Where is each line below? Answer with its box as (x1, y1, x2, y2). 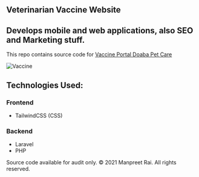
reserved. (6, 166, 30, 173)
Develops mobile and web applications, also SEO (6, 25, 194, 36)
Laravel (15, 141, 34, 148)
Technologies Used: (6, 80, 83, 90)
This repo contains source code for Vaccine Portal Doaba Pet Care (6, 51, 172, 58)
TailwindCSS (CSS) (15, 112, 63, 119)
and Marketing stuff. (6, 34, 85, 45)
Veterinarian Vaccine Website (6, 5, 121, 15)
